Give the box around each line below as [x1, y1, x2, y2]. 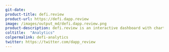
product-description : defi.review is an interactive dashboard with [5, 26, 152, 31]
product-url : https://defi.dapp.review [5, 16, 89, 21]
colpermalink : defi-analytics [5, 35, 69, 40]
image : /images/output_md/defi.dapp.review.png [5, 21, 107, 26]
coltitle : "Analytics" [5, 30, 55, 35]
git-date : [5, 7, 26, 12]
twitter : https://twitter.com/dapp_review [5, 40, 96, 45]
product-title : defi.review [5, 12, 64, 17]
